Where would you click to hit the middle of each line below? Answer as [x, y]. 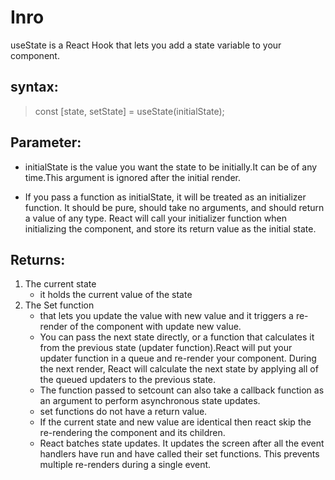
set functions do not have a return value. [123, 412]
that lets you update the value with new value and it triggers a [166, 316]
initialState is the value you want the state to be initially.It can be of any [171, 167]
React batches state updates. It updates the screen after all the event [182, 443]
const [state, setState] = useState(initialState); [129, 111]
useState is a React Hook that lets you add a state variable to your [146, 45]
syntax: [34, 87]
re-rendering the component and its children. [132, 433]
